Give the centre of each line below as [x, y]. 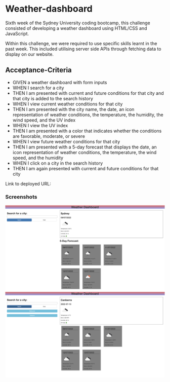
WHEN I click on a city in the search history [58, 163]
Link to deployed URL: [28, 183]
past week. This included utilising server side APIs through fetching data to [83, 49]
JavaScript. [17, 33]
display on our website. [30, 54]
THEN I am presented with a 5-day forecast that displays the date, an [84, 147]
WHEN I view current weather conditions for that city [68, 104]
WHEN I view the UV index [40, 125]
